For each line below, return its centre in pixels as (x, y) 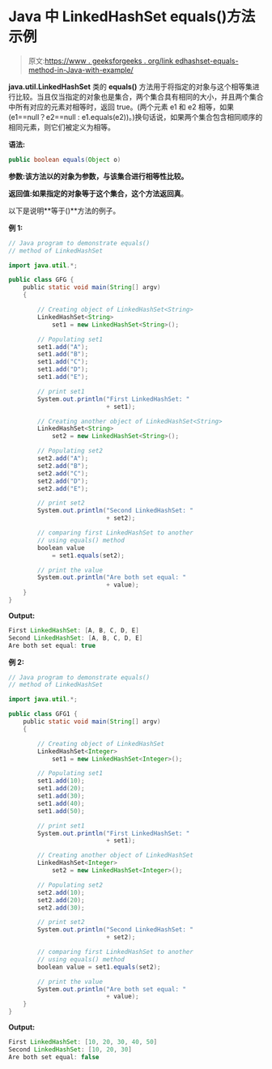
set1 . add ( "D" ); (63, 369)
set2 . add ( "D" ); (63, 481)
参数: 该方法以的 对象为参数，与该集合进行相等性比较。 (98, 176)
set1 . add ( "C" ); (63, 362)
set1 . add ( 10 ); (61, 781)
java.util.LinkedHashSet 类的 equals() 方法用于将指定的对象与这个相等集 (131, 87)
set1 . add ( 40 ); (61, 803)
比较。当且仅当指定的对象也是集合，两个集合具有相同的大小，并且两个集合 (139, 96)
